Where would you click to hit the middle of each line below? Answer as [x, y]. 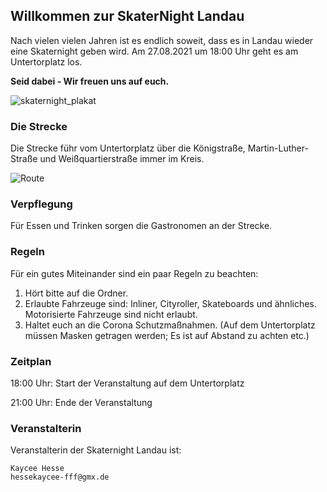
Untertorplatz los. [46, 61]
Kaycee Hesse [37, 469]
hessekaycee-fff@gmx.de [60, 477]
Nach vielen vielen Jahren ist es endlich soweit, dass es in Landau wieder [162, 40]
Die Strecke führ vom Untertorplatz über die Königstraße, [128, 148]
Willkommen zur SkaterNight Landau [127, 16]
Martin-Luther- [278, 148]
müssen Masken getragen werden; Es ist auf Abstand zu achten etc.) [167, 335]
